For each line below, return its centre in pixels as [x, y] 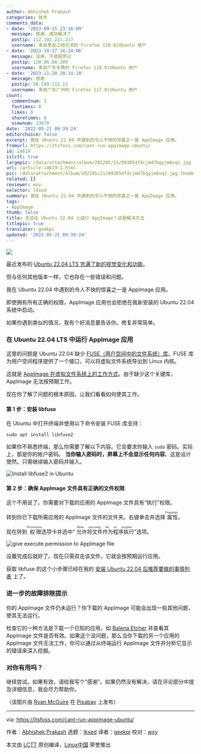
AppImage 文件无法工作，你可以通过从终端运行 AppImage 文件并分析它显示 [99, 643]
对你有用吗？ [25, 668]
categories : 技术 [27, 17]
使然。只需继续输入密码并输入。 [45, 462]
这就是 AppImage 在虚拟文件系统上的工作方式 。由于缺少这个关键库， [91, 374]
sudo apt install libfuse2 [40, 435]
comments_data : [25, 23]
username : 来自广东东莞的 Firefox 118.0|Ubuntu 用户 [74, 67]
